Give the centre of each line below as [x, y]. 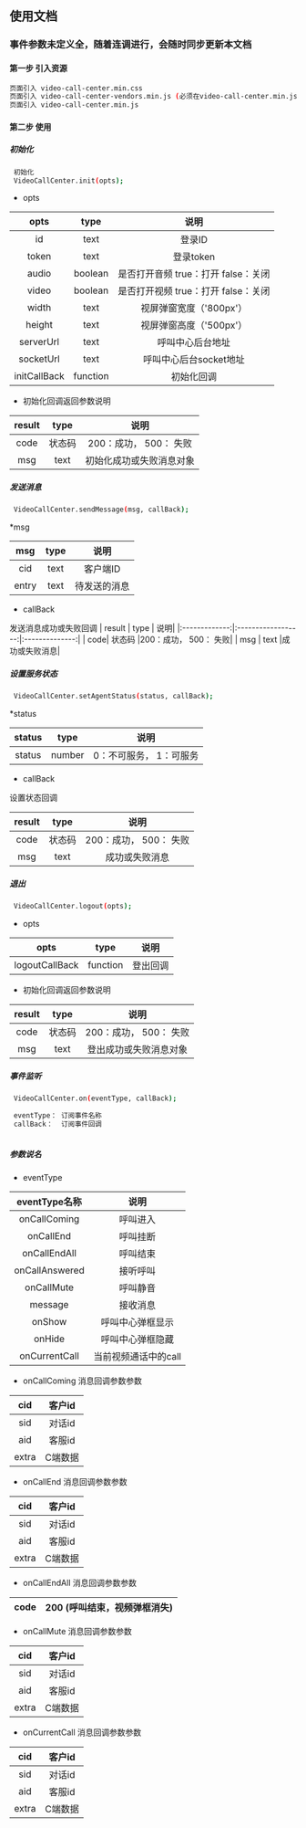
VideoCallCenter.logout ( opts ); [72, 907]
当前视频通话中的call [138, 1357]
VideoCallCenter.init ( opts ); [69, 181]
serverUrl [40, 342]
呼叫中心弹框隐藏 [138, 1339]
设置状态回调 [33, 798]
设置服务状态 [33, 673]
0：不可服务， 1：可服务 [146, 756]
